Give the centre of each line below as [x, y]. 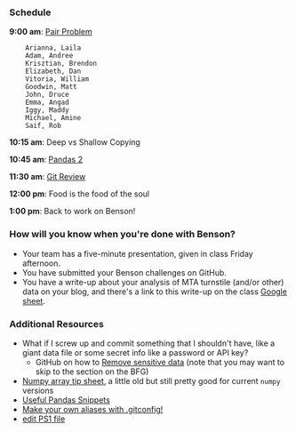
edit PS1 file [44, 419]
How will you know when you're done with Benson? [122, 235]
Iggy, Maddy [47, 110]
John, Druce [47, 95]
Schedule [30, 12]
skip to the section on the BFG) [92, 372]
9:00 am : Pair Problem [51, 32]
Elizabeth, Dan [53, 72]
